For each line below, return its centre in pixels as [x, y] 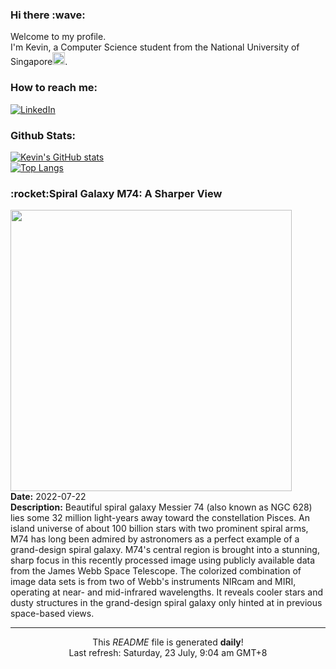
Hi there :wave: [48, 15]
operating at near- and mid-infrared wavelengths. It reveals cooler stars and [167, 592]
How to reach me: [54, 88]
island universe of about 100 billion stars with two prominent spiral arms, [159, 529]
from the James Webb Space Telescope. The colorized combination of [156, 571]
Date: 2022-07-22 [48, 497]
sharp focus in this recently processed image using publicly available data [163, 560]
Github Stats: [43, 135]
